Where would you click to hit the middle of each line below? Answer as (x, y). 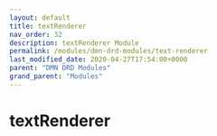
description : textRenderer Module (75, 43)
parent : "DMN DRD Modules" (60, 68)
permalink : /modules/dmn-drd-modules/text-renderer (108, 51)
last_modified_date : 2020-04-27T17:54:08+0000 (99, 59)
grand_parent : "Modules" (56, 77)
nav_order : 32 (36, 34)
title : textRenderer (48, 26)
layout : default (40, 18)
